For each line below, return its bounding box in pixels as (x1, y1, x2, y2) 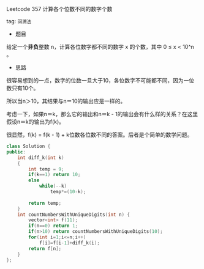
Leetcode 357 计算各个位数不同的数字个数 (6, 6, 113, 12)
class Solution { (6, 143, 51, 149)
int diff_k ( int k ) (17, 155, 64, 161)
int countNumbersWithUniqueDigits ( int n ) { (17, 212, 130, 218)
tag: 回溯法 (6, 18, 32, 24)
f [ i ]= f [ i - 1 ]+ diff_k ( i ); (39, 240, 100, 246)
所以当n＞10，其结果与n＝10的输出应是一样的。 (6, 97, 126, 105)
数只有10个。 (6, 84, 39, 92)
